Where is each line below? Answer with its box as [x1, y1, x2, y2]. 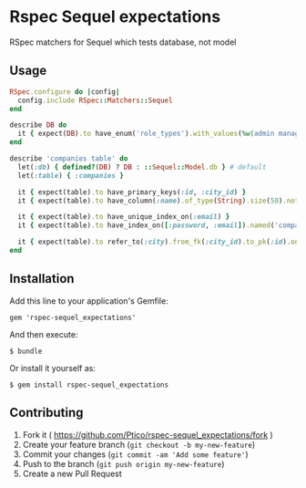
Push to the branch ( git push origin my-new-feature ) [22, 458, 225, 469]
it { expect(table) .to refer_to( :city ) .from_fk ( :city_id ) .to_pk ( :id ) [17, 237, 287, 247]
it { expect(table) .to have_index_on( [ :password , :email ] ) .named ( [17, 221, 275, 230]
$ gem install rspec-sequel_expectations [9, 380, 169, 389]
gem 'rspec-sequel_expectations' [9, 313, 137, 322]
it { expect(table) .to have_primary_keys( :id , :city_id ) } [17, 187, 247, 197]
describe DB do [9, 120, 67, 130]
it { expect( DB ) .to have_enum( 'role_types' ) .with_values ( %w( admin [17, 130, 275, 139]
